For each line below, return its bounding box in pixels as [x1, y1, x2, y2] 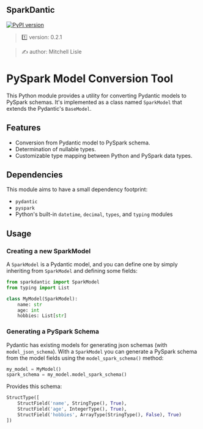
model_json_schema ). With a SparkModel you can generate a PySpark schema [6, 348, 197, 355]
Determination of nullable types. [15, 145, 97, 152]
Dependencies [6, 170, 63, 180]
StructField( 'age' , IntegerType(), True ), [17, 406, 127, 412]
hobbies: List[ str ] [17, 313, 67, 319]
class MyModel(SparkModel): [6, 296, 78, 302]
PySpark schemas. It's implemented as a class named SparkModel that [6, 98, 182, 106]
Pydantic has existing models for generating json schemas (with [6, 341, 168, 348]
